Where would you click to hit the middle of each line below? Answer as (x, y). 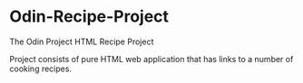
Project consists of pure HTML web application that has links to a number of (151, 59)
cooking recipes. (41, 69)
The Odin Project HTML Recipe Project (82, 41)
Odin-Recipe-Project (89, 17)
